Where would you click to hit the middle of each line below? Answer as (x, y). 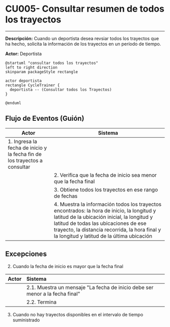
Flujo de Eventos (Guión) (45, 119)
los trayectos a (25, 160)
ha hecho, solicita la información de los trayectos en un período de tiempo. (83, 44)
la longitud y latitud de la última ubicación (103, 236)
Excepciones (26, 254)
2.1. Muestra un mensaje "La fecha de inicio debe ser (90, 287)
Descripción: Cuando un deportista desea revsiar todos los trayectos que (82, 38)
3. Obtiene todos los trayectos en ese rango (106, 189)
